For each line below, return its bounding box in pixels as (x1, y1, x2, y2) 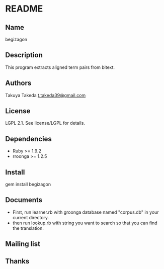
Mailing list (5, 240, 40, 248)
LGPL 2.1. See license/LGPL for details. (5, 120, 86, 126)
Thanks (5, 257, 30, 265)
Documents (5, 196, 43, 204)
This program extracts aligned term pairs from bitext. (5, 64, 115, 70)
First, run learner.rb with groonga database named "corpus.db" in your (12, 209, 159, 215)
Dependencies (5, 134, 52, 143)
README (5, 3, 43, 15)
